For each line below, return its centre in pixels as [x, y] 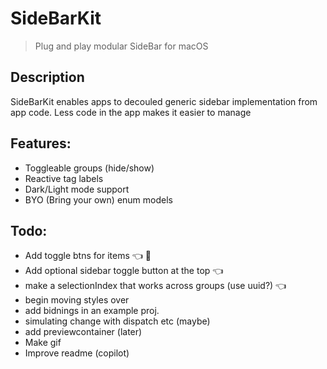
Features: [41, 143]
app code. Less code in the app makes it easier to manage [131, 112]
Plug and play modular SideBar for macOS [121, 46]
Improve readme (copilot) [77, 353]
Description [47, 77]
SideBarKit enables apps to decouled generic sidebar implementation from [164, 101]
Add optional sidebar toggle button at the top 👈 [124, 271]
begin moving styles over [77, 300]
